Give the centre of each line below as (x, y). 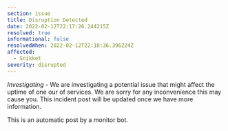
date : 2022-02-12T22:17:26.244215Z (58, 26)
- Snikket (27, 59)
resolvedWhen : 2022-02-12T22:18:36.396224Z (71, 46)
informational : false (38, 39)
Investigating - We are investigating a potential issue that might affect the (111, 84)
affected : (21, 52)
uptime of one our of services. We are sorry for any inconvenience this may (114, 92)
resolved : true (29, 33)
